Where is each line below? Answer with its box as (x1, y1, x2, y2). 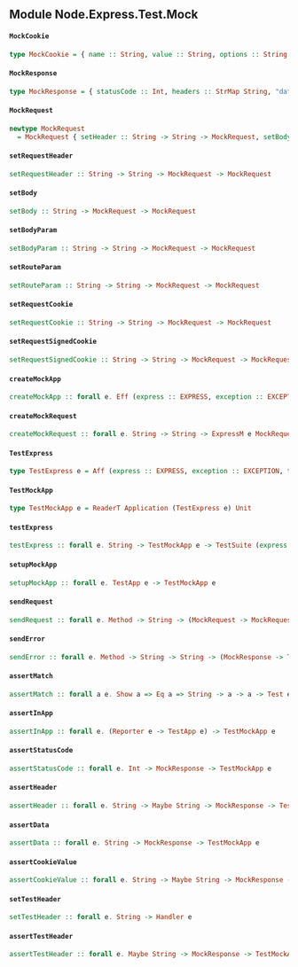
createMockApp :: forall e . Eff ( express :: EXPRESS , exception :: (9, 393, 264, 402)
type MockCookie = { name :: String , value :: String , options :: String (9, 50, 288, 58)
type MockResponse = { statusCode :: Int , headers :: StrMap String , (9, 87, 272, 96)
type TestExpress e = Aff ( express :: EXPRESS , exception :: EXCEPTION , (9, 467, 284, 476)
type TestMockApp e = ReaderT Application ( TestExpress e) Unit (9, 504, 252, 513)
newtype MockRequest (9, 124, 86, 133)
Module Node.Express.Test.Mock (9, 7, 199, 22)
